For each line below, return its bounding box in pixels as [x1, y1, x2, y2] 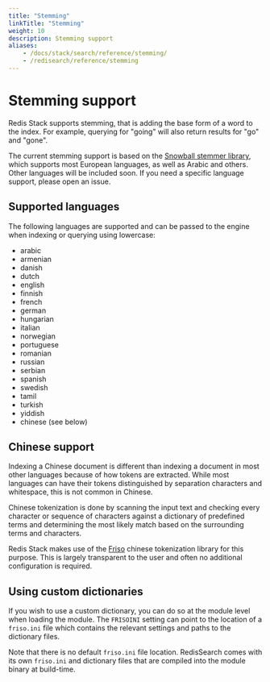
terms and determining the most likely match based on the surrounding [8, 520, 244, 530]
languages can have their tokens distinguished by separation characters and [8, 479, 263, 489]
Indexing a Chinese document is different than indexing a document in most [8, 461, 260, 472]
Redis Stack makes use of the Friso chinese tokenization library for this [8, 544, 244, 554]
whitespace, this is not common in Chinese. [8, 487, 153, 497]
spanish [19, 374, 47, 384]
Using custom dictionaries [8, 584, 143, 598]
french [19, 297, 43, 306]
